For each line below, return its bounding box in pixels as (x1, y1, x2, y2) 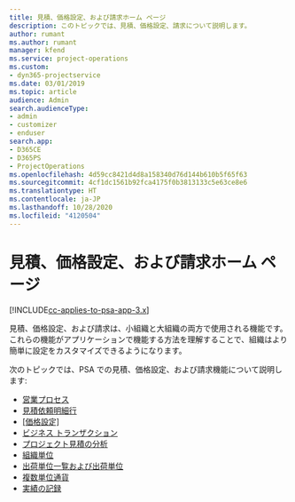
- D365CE (9, 145, 42, 154)
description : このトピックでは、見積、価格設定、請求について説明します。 (9, 21, 252, 30)
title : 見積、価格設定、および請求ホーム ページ (9, 12, 167, 22)
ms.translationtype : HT (9, 187, 97, 195)
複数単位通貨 (21, 472, 69, 482)
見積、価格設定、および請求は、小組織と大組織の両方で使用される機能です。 (9, 323, 288, 333)
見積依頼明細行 (21, 405, 77, 416)
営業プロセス (21, 394, 69, 404)
